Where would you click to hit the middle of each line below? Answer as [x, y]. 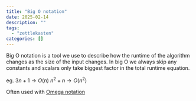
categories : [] [25, 39]
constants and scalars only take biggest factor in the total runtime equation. [98, 68]
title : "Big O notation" [37, 11]
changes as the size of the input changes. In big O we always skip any [92, 62]
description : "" [26, 22]
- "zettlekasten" [33, 33]
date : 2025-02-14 [27, 17]
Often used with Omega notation [46, 92]
